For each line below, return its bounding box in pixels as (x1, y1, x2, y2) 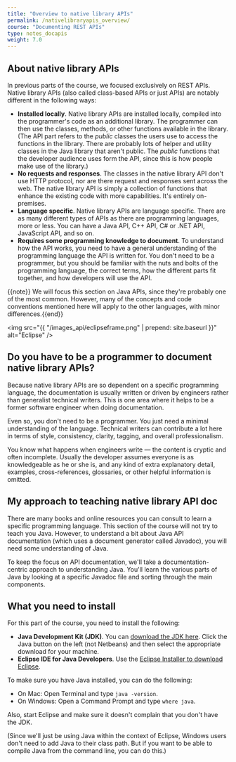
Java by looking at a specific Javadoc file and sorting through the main (7, 572, 213, 581)
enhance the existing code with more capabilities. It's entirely (17, 191, 195, 200)
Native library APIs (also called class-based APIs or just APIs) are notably (7, 88, 219, 97)
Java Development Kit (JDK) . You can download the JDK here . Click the (17, 633, 228, 641)
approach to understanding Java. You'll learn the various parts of (29, 565, 218, 573)
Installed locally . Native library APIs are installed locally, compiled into (17, 110, 222, 118)
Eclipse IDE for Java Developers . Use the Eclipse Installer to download (17, 655, 223, 664)
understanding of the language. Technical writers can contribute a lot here (7, 424, 223, 433)
